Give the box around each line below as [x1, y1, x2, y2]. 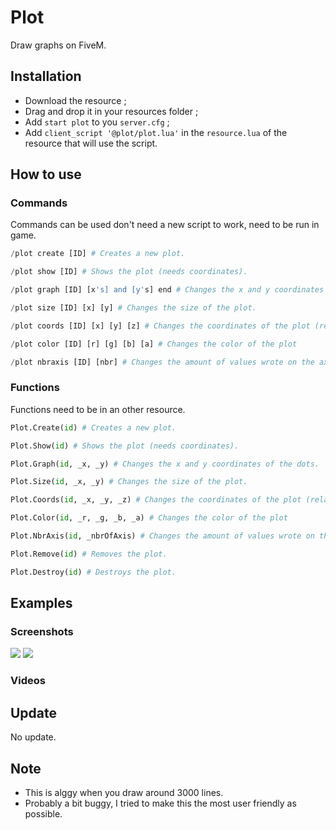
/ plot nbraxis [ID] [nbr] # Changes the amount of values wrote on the [10, 357, 315, 367]
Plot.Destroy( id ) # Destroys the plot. [10, 567, 177, 577]
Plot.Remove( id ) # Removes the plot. [10, 549, 168, 559]
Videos [10, 674, 46, 688]
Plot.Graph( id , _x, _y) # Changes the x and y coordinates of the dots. [10, 459, 320, 469]
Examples [10, 595, 73, 612]
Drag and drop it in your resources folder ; [24, 105, 199, 117]
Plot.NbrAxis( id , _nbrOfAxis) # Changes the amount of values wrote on [10, 531, 315, 541]
